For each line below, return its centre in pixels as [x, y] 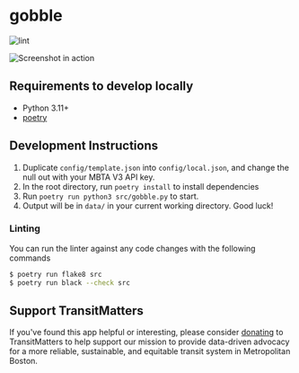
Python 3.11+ [46, 108]
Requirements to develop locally [101, 86]
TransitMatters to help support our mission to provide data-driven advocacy [149, 342]
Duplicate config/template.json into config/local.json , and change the [156, 167]
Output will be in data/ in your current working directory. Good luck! [148, 205]
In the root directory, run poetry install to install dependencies [141, 186]
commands [30, 258]
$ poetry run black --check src [70, 283]
